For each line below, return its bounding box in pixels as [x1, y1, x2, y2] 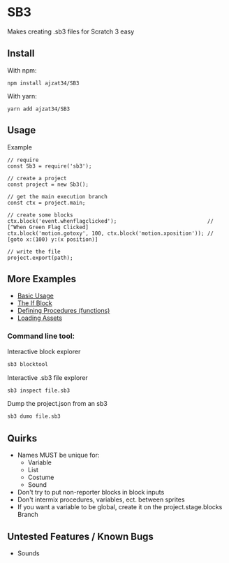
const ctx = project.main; [7, 199, 86, 206]
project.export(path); [7, 254, 73, 261]
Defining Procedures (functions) [17, 307, 110, 315]
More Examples [7, 273, 77, 285]
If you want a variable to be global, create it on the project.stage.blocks [17, 503, 223, 511]
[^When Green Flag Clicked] [7, 224, 89, 231]
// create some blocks [7, 211, 73, 219]
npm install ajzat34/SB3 [7, 80, 80, 87]
